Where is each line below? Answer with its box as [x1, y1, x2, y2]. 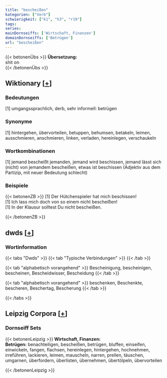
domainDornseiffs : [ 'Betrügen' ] [5, 36, 73, 41]
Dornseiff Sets [5, 325, 41, 332]
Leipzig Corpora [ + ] [5, 310, 68, 318]
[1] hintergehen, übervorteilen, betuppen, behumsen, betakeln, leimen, [5, 129, 151, 136]
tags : [5, 21, 17, 27]
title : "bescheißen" [5, 7, 49, 13]
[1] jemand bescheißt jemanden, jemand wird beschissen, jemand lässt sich [5, 159, 162, 165]
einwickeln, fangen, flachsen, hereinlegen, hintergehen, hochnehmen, [5, 346, 150, 352]
